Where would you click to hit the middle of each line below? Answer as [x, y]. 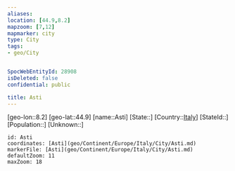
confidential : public [39, 85]
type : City [23, 40]
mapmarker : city [31, 33]
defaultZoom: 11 [31, 156]
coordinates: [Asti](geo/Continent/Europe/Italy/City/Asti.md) [102, 144]
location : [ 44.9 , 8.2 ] [39, 20]
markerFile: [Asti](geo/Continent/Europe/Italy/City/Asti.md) [100, 150]
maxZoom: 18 [25, 162]
